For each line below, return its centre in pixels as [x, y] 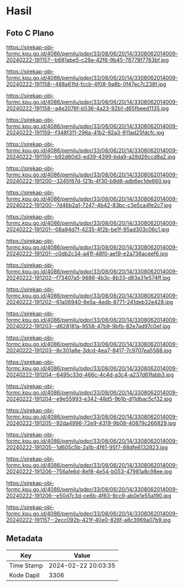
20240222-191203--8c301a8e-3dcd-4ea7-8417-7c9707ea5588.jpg [89, 350]
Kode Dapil [24, 575]
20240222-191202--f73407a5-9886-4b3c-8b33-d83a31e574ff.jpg [88, 278]
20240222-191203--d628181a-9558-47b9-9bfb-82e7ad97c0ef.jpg [88, 326]
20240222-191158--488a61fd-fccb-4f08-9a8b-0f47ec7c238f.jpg [86, 84]
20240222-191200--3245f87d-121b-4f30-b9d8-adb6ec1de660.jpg [88, 181]
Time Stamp [26, 566]
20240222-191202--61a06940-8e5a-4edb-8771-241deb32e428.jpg [90, 302]
